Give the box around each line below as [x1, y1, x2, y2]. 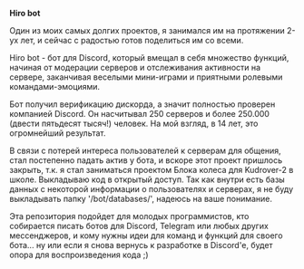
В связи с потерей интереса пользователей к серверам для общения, [9, 145, 281, 156]
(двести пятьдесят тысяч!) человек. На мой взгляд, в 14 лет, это [9, 118, 259, 129]
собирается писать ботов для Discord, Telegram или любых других [9, 221, 270, 231]
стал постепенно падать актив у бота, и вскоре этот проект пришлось [9, 155, 283, 166]
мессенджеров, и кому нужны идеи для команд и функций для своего [9, 230, 283, 241]
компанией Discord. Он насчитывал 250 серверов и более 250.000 [9, 109, 270, 119]
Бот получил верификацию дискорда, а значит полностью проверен [9, 99, 276, 110]
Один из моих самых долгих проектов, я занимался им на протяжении [9, 25, 285, 35]
